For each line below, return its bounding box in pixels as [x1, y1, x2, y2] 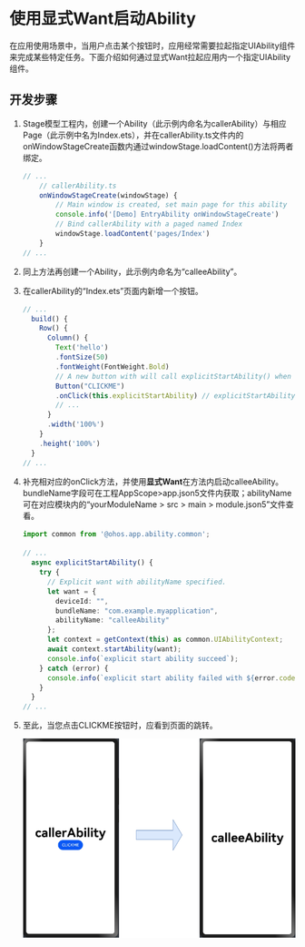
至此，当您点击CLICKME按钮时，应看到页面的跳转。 [22, 720, 218, 731]
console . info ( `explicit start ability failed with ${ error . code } [46, 673, 300, 683]
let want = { [46, 586, 97, 596]
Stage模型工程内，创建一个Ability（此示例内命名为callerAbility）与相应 [22, 117, 287, 128]
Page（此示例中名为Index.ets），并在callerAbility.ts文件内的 [22, 129, 244, 140]
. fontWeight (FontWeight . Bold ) [55, 361, 170, 372]
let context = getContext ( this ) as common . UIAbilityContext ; [46, 635, 284, 645]
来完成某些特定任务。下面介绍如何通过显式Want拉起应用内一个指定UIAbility [9, 51, 291, 62]
